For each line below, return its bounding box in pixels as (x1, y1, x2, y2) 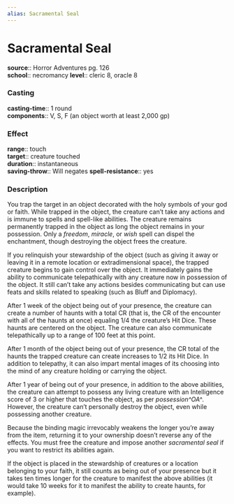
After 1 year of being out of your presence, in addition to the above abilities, (7, 380, 224, 389)
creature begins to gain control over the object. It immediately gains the (7, 266, 213, 274)
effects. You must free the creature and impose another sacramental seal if (7, 438, 224, 447)
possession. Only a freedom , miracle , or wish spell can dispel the (7, 230, 195, 238)
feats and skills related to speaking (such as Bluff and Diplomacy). (7, 288, 198, 297)
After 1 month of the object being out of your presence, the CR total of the (7, 345, 220, 353)
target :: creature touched (7, 152, 80, 161)
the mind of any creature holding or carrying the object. (7, 367, 168, 376)
